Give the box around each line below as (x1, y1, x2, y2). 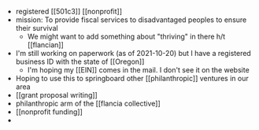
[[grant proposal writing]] (15, 91, 98, 99)
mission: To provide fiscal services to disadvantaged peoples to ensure (15, 15, 247, 24)
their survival (15, 24, 58, 32)
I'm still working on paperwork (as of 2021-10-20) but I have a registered (15, 49, 252, 58)
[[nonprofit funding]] (15, 107, 83, 117)
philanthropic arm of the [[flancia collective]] (15, 98, 161, 108)
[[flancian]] (27, 40, 65, 50)
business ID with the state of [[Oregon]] (15, 57, 145, 66)
